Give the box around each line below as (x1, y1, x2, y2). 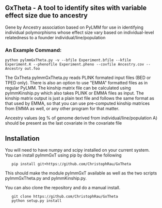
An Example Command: (5, 47, 62, 53)
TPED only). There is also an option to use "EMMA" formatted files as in (5, 80, 148, 86)
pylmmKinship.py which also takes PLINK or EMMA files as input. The (5, 90, 144, 96)
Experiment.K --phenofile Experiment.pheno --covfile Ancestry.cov (5, 62, 145, 67)
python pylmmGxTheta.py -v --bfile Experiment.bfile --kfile (5, 58, 131, 63)
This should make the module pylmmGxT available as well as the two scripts (5, 170, 157, 176)
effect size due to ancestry (5, 12, 88, 20)
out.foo (24, 66, 40, 71)
